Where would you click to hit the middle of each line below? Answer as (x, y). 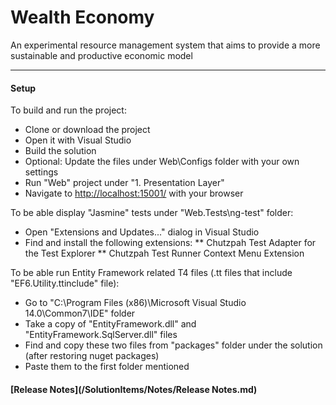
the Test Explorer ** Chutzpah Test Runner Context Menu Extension (164, 253)
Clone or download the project (87, 130)
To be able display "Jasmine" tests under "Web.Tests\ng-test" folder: (152, 213)
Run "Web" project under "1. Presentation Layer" (124, 183)
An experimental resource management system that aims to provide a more (165, 45)
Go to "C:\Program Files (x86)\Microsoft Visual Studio (135, 303)
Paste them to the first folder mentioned (107, 367)
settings (41, 172)
